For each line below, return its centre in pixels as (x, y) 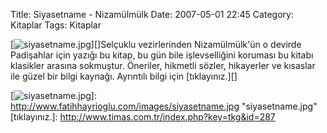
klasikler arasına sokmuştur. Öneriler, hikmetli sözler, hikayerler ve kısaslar (163, 65)
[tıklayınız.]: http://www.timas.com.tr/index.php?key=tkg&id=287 (143, 117)
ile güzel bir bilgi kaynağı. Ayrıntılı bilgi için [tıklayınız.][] (124, 76)
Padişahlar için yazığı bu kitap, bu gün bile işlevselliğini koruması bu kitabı (162, 55)
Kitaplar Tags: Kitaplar (56, 25)
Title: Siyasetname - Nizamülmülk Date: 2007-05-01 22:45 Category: (152, 14)
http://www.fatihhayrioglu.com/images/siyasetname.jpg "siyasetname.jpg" (164, 106)
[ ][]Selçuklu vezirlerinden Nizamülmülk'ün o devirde (156, 44)
